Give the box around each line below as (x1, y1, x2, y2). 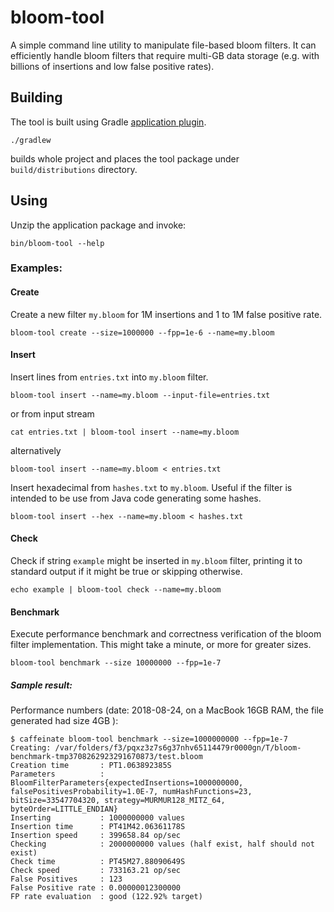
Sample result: (10, 679, 73, 691)
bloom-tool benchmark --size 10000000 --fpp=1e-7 (10, 658, 222, 668)
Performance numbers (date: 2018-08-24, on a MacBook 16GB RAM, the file (10, 704, 325, 716)
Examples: (10, 261, 63, 275)
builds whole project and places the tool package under (10, 152, 240, 165)
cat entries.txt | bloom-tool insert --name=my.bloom (10, 427, 240, 437)
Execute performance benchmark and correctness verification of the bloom (10, 628, 322, 640)
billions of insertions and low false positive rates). (10, 60, 215, 72)
